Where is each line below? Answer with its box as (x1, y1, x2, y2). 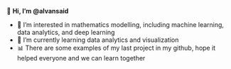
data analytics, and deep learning (16, 28, 115, 36)
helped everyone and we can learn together (16, 54, 146, 62)
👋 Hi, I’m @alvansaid (6, 7, 69, 15)
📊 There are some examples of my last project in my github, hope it (16, 43, 216, 52)
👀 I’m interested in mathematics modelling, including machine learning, (16, 21, 225, 28)
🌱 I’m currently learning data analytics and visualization (16, 36, 179, 44)
